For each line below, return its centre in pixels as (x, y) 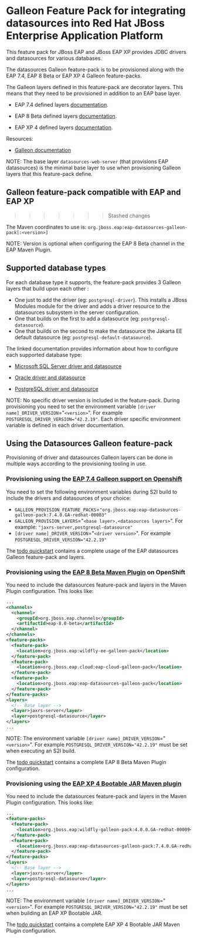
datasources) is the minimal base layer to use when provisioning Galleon (94, 168)
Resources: (20, 138)
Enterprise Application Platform (85, 36)
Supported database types (56, 268)
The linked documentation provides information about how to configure (92, 348)
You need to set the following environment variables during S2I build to (92, 492)
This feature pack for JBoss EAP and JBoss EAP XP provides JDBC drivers (96, 52)
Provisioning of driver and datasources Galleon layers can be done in (89, 458)
